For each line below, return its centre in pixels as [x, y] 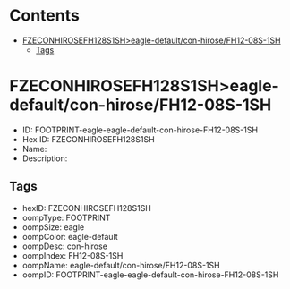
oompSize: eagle [53, 227]
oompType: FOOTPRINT [66, 217]
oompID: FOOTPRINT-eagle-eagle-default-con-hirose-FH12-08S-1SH [150, 275]
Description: [45, 158]
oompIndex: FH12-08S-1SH [72, 255]
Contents [45, 16]
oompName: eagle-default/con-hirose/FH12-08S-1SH [121, 265]
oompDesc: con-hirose [64, 246]
